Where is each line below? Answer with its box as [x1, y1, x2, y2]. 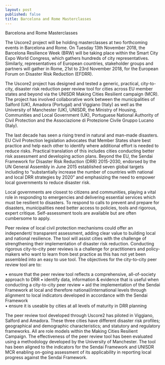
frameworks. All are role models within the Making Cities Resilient [5, 328, 138, 334]
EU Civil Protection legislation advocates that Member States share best [5, 137, 151, 143]
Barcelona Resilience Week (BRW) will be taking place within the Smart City [5, 50, 159, 56]
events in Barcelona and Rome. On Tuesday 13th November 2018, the [5, 45, 145, 51]
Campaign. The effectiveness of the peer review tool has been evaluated [5, 333, 153, 339]
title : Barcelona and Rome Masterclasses [5, 16, 92, 21]
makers [5, 251, 21, 257]
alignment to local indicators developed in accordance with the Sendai [5, 292, 148, 298]
